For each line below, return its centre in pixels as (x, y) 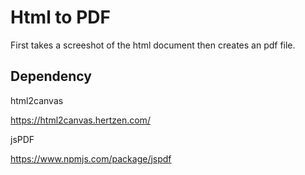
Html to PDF (60, 17)
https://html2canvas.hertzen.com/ (80, 120)
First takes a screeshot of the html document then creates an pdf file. (153, 45)
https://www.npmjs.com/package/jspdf (91, 158)
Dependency (51, 76)
